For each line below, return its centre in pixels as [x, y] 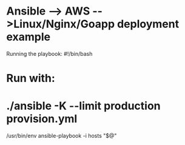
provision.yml [42, 119]
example [29, 37]
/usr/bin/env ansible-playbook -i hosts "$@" [62, 136]
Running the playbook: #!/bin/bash [49, 53]
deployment [148, 24]
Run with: [31, 79]
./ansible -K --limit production [83, 106]
